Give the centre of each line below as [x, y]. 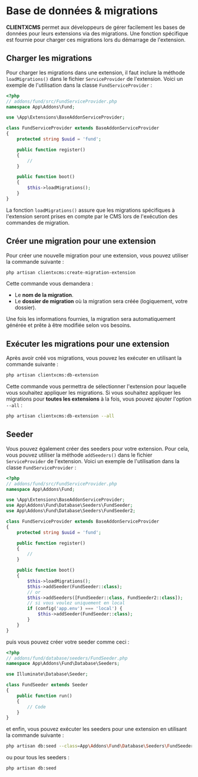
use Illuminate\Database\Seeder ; [47, 674]
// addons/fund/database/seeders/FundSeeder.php [67, 658]
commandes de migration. [38, 222]
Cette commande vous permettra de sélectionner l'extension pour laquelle [96, 386]
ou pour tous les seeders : [38, 758]
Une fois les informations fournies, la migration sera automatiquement [91, 319]
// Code [37, 707]
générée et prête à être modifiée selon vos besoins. [69, 325]
